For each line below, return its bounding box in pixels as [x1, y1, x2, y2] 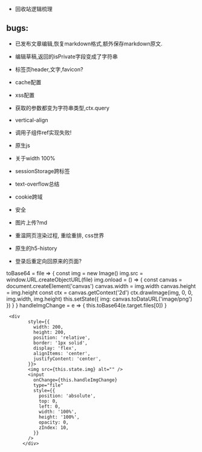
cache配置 [15, 78, 42, 86]
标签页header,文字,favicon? [15, 65, 83, 73]
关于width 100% [15, 154, 56, 162]
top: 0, [38, 398, 59, 404]
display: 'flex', [33, 345, 77, 351]
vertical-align [15, 116, 48, 123]
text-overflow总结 [15, 180, 60, 188]
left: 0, [38, 403, 61, 410]
